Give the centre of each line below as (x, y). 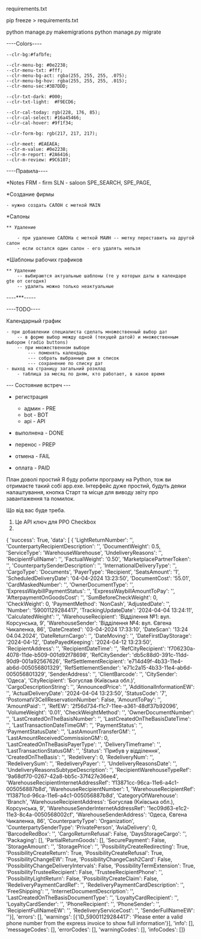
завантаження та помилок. (40, 499)
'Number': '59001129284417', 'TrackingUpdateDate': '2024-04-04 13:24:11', (100, 610)
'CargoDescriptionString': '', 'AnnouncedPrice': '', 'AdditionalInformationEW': (100, 687)
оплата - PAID (32, 468)
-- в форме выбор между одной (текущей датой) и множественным (98, 337)
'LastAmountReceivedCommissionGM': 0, (58, 738)
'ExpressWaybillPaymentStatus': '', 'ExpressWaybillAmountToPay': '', (91, 591)
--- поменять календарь (57, 353)
